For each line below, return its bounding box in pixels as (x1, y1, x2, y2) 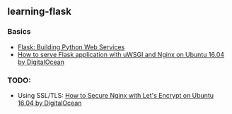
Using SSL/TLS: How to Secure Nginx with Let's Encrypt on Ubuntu (17, 91, 214, 99)
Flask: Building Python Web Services (17, 42, 125, 51)
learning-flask (7, 6, 72, 18)
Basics (7, 27, 31, 37)
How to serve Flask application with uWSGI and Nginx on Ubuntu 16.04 (17, 50, 225, 58)
